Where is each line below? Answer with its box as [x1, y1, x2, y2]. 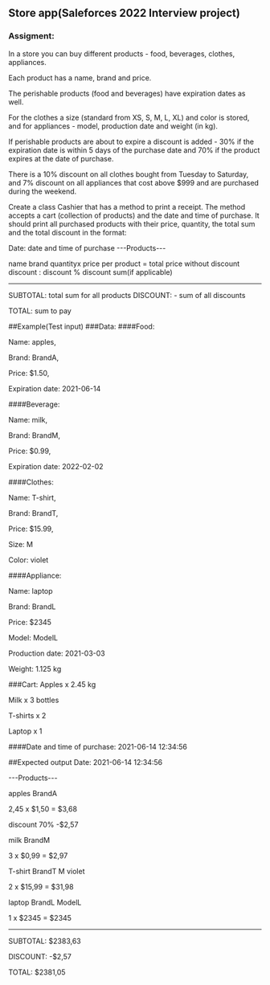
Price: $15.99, [8, 524, 54, 533]
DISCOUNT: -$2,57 [8, 951, 72, 961]
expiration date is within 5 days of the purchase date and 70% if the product [8, 145, 260, 155]
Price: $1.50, [8, 368, 50, 378]
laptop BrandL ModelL [8, 897, 82, 907]
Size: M [8, 539, 34, 549]
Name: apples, [8, 337, 56, 346]
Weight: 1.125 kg [8, 664, 62, 673]
